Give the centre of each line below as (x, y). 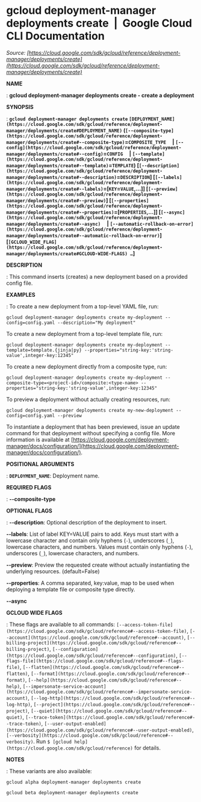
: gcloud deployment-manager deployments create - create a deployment (100, 95)
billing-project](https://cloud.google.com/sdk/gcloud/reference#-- (94, 643)
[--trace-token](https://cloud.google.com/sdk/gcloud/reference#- (110, 717)
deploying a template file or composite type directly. (71, 589)
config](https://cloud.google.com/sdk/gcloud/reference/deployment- (94, 148)
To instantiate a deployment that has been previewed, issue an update (93, 427)
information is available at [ (40, 440)
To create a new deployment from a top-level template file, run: (85, 334)
